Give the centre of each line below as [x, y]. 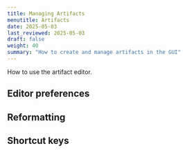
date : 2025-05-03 [32, 26]
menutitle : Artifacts [38, 20]
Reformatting [36, 117]
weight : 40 [23, 46]
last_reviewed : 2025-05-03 [46, 33]
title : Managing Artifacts [46, 13]
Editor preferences [48, 94]
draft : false [26, 39]
